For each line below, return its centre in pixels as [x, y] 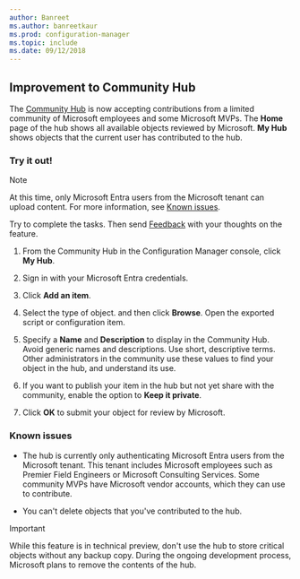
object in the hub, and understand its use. [99, 368]
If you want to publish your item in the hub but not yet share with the [148, 385]
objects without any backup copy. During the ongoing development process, [150, 555]
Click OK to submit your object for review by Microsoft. [124, 412]
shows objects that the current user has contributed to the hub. [126, 137]
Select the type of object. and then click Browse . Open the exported [148, 313]
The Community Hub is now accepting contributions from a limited [132, 108]
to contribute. [47, 493]
